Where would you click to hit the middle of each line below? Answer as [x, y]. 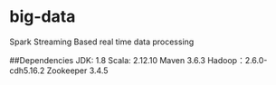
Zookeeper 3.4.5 [77, 71]
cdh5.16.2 [27, 71]
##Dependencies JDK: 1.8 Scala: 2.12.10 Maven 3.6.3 [108, 60]
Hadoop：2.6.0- [238, 60]
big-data [43, 17]
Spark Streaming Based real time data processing [102, 42]
